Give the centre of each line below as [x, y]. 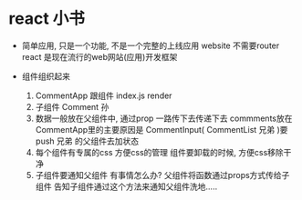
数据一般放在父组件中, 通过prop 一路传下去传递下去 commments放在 [164, 118]
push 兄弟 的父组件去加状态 [87, 141]
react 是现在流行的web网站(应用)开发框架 [99, 56]
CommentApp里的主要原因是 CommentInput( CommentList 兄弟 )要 [161, 129]
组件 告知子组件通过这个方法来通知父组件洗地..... [126, 186]
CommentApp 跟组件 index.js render [104, 95]
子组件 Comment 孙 [72, 106]
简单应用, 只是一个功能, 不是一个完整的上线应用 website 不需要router [151, 45]
